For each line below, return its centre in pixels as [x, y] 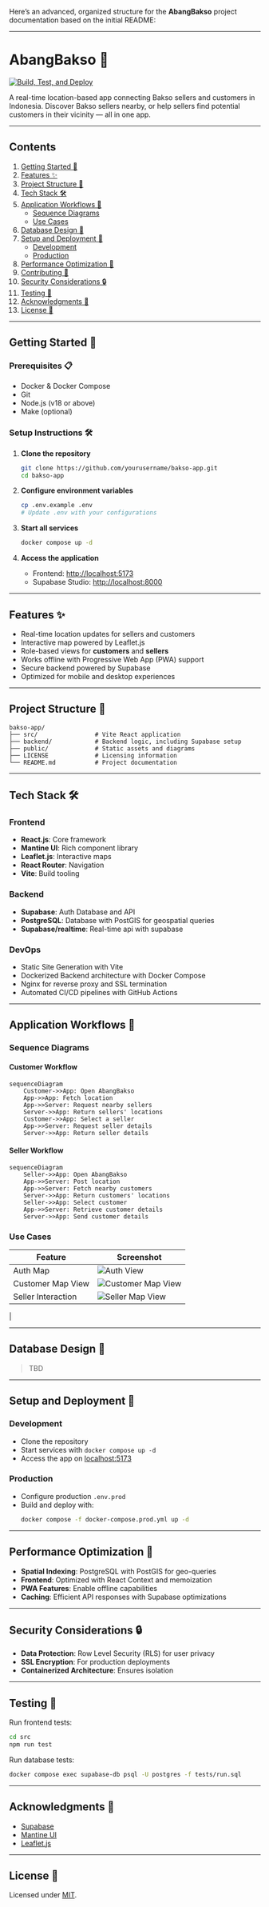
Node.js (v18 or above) [58, 403]
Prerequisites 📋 [41, 366]
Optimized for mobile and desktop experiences [98, 676]
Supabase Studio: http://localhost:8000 [97, 582]
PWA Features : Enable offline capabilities [89, 1588]
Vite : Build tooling [50, 874]
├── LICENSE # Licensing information [93, 755]
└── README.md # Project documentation [93, 762]
